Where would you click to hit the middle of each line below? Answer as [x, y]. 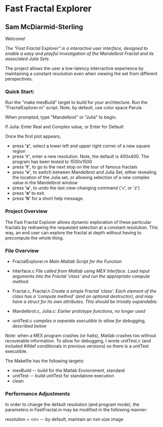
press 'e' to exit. [29, 193]
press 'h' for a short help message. [48, 199]
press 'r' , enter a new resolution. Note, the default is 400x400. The [81, 157]
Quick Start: [20, 91]
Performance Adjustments [38, 393]
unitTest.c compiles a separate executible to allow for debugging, [79, 320]
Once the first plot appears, [33, 136]
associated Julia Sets [27, 59]
